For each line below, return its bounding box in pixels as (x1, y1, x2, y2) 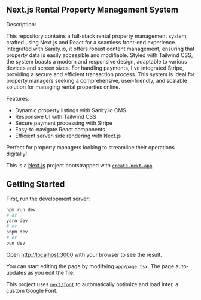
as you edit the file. (28, 269, 75, 276)
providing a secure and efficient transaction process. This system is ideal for (6, 70, 195, 77)
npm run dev (6, 206, 36, 212)
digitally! (6, 150, 28, 157)
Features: (6, 95, 30, 102)
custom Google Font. (6, 287, 58, 294)
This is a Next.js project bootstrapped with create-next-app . (6, 161, 154, 169)
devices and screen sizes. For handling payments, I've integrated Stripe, (6, 64, 184, 71)
